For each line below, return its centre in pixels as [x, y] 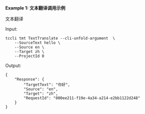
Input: [11, 29]
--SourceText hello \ [37, 43]
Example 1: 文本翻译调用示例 [35, 8]
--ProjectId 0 [29, 56]
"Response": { [29, 79]
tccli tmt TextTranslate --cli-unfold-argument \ [60, 38]
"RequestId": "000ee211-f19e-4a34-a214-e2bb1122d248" [82, 98]
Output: [13, 65]
